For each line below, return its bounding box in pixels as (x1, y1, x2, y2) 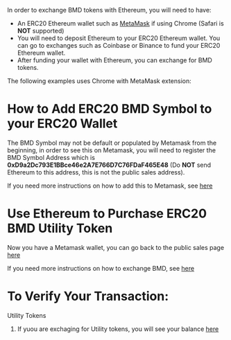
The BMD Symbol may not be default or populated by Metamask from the (7, 138, 217, 147)
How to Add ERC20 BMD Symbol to (7, 101, 212, 117)
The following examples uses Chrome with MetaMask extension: (7, 77, 192, 85)
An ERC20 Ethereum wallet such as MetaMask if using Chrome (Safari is (17, 19, 224, 27)
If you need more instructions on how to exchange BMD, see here (7, 264, 195, 272)
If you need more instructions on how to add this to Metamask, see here (7, 181, 213, 190)
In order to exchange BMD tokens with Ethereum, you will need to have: (7, 6, 212, 14)
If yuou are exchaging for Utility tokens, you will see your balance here (17, 325, 219, 333)
